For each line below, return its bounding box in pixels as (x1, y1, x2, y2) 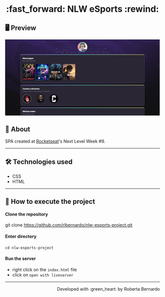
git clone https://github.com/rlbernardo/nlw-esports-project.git (5, 222, 133, 228)
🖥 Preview (5, 24, 36, 32)
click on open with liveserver (12, 272, 74, 278)
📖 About (5, 125, 30, 133)
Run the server (5, 256, 36, 262)
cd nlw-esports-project (5, 245, 54, 250)
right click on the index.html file (12, 266, 77, 272)
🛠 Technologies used (5, 158, 73, 166)
